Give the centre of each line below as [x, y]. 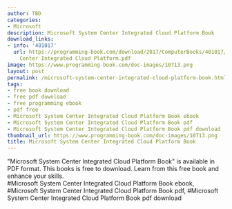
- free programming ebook [44, 103]
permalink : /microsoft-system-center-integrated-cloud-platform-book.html [117, 78]
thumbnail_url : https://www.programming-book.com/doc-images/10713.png [112, 135]
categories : [24, 20]
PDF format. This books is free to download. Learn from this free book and [113, 169]
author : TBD [24, 13]
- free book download [38, 90]
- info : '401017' [32, 46]
